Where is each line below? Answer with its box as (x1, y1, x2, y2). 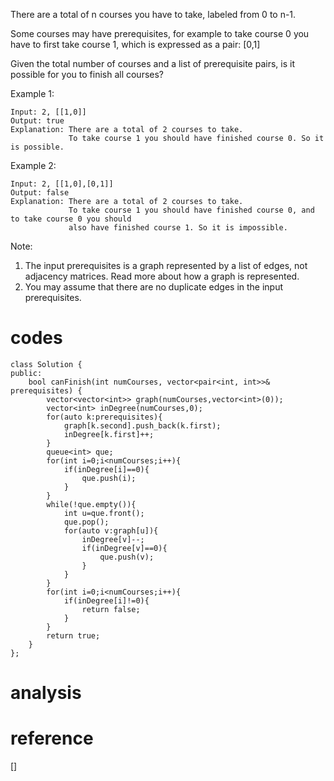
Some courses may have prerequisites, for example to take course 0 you (10, 28, 310, 39)
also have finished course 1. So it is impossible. (68, 223, 288, 233)
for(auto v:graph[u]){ (63, 525, 159, 536)
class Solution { (10, 359, 83, 369)
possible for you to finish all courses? (10, 69, 165, 80)
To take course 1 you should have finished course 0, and (68, 205, 315, 215)
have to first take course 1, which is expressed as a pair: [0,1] (10, 39, 261, 50)
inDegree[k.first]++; (63, 429, 155, 439)
